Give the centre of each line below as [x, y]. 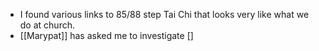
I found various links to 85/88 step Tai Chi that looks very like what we [164, 14]
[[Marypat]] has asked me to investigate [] [106, 35]
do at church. [47, 25]
